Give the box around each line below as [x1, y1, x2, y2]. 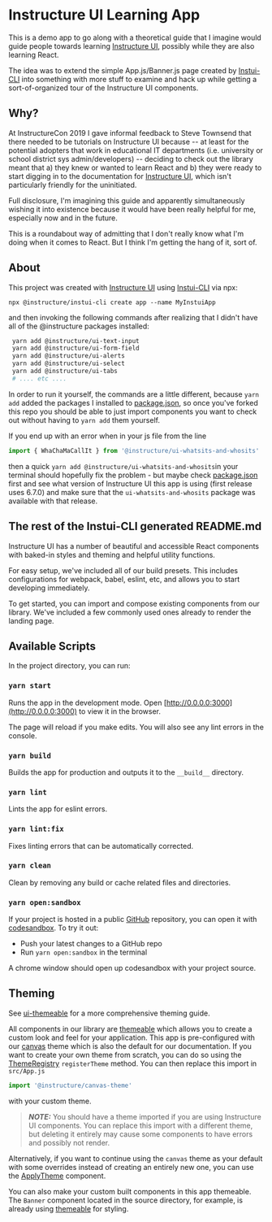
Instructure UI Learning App [8, 6, 201, 24]
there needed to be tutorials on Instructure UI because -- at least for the [8, 137, 249, 146]
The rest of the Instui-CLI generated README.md [8, 520, 262, 533]
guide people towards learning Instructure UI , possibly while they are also [8, 41, 255, 50]
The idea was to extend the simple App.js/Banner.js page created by [8, 65, 237, 75]
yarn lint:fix [8, 824, 64, 834]
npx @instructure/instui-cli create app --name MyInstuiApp [8, 298, 217, 307]
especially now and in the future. [8, 213, 118, 223]
